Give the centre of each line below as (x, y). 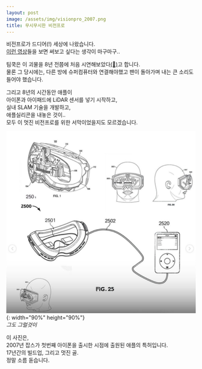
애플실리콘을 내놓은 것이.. (36, 115)
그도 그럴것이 (22, 324)
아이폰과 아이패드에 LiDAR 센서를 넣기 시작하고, (62, 100)
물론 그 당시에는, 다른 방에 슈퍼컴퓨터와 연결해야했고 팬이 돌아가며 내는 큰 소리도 (100, 72)
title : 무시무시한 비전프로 (35, 25)
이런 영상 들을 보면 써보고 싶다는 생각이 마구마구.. (63, 52)
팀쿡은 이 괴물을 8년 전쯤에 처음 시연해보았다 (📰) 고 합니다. (73, 65)
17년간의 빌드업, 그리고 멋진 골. (42, 352)
